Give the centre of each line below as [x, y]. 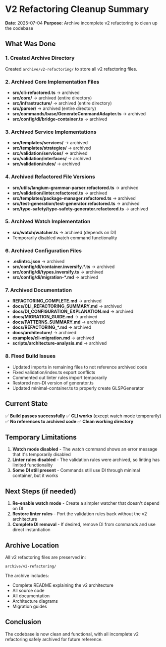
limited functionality [32, 465]
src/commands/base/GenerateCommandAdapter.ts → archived [79, 113]
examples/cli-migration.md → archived [53, 338]
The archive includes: [27, 575]
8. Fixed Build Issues [30, 356]
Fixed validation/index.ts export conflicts [54, 372]
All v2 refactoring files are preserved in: [46, 557]
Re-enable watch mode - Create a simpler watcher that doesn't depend [86, 503]
